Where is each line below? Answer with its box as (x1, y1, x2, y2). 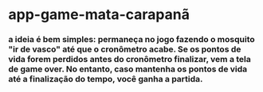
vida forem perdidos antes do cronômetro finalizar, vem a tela (8, 54, 251, 65)
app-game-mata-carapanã (8, 6, 190, 24)
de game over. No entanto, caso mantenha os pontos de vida (8, 63, 248, 75)
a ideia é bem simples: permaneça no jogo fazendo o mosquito (8, 34, 255, 45)
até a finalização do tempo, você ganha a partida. (8, 74, 203, 85)
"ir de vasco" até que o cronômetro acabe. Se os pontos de (8, 44, 241, 55)
